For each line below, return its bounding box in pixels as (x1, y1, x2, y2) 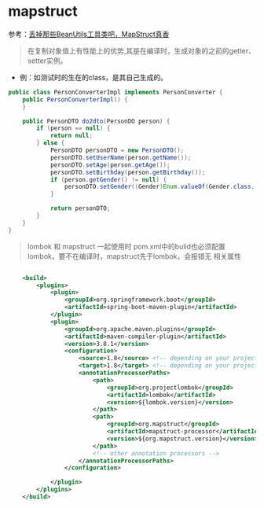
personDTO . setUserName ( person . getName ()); (49, 153, 192, 161)
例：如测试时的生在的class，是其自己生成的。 (19, 72, 167, 82)
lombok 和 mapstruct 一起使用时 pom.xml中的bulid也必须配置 (27, 241, 225, 251)
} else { (36, 139, 65, 147)
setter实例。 (27, 56, 68, 65)
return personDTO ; (49, 204, 111, 212)
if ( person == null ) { (36, 124, 111, 132)
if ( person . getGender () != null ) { (49, 175, 167, 183)
